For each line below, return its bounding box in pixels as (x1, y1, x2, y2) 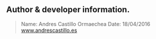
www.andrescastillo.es (20, 27, 77, 34)
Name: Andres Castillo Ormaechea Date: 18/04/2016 (20, 20, 151, 27)
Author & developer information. (6, 5, 130, 15)
